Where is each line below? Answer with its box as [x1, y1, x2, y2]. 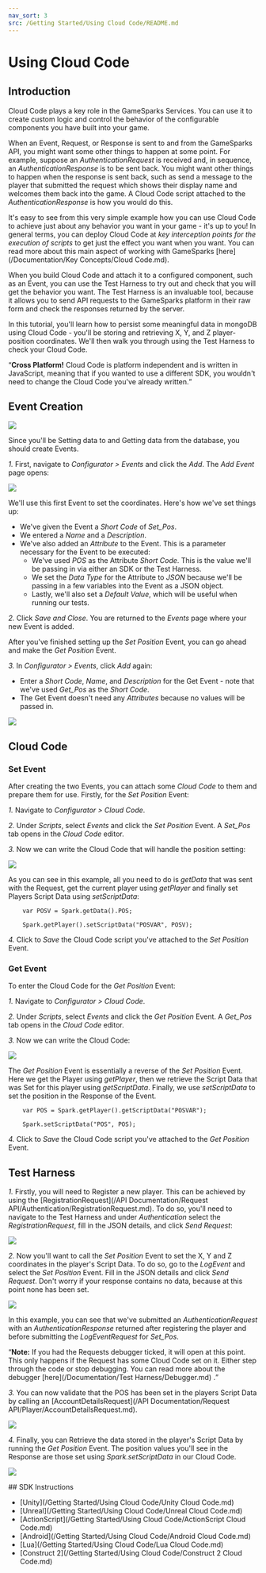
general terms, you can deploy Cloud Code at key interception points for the [8, 229, 256, 239]
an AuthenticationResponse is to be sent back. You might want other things [8, 164, 254, 173]
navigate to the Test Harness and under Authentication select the [8, 1213, 221, 1222]
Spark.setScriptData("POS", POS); [22, 1120, 136, 1128]
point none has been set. [8, 1285, 89, 1294]
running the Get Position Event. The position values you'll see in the [8, 1444, 228, 1453]
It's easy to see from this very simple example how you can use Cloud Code [8, 212, 256, 222]
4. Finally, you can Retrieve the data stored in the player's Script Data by [8, 1435, 244, 1445]
